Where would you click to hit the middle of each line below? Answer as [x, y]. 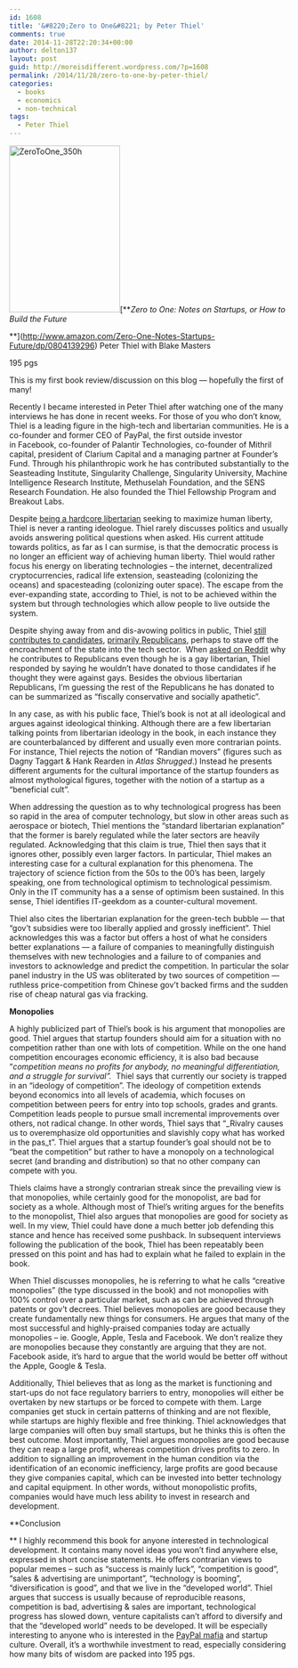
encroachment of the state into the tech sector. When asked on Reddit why [148, 649]
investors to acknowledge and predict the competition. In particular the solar [149, 966]
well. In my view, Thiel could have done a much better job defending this [141, 1226]
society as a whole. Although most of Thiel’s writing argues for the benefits [147, 1206]
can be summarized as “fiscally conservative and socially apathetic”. [135, 696]
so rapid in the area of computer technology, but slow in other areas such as [149, 816]
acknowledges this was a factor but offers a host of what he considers [138, 937]
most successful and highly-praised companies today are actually [130, 1328]
